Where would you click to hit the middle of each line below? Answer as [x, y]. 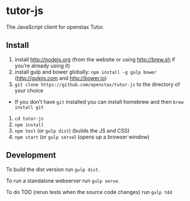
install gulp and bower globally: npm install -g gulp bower [85, 72]
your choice [29, 90]
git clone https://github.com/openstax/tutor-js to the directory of [97, 84]
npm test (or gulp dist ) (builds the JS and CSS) [72, 130]
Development [31, 155]
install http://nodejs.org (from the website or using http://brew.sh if [95, 59]
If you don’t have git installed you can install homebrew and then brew [99, 102]
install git [29, 107]
